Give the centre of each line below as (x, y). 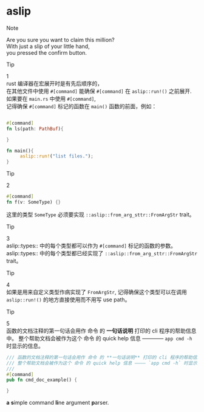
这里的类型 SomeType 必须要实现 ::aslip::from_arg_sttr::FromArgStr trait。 (101, 215)
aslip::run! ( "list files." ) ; (57, 156)
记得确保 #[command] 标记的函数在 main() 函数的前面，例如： (82, 106)
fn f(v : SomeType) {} (34, 202)
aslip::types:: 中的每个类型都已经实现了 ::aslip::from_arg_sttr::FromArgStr (102, 253)
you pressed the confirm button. (46, 52)
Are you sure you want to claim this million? (60, 39)
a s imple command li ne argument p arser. (58, 403)
